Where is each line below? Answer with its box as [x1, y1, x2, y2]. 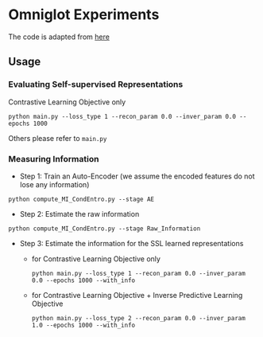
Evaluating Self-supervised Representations [8, 79, 184, 90]
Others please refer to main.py [8, 133, 107, 143]
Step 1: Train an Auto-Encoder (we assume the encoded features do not [19, 171, 256, 181]
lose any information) [19, 179, 90, 189]
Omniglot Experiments [8, 6, 160, 24]
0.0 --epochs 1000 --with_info [31, 276, 136, 284]
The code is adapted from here [8, 32, 110, 41]
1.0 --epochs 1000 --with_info [31, 321, 136, 329]
